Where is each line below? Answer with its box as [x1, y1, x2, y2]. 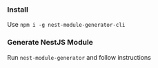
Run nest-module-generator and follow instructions [7, 53, 152, 61]
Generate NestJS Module [7, 38, 93, 47]
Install [7, 5, 29, 14]
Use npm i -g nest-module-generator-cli [7, 21, 126, 29]
